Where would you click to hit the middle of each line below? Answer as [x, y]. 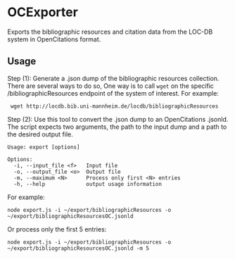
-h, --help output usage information [88, 184]
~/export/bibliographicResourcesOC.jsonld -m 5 [78, 248]
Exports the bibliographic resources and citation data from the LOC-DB [110, 32]
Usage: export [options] [44, 147]
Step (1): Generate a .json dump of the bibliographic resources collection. [113, 78]
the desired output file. [40, 134]
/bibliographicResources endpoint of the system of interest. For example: [113, 93]
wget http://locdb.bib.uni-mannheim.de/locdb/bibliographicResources [114, 106]
